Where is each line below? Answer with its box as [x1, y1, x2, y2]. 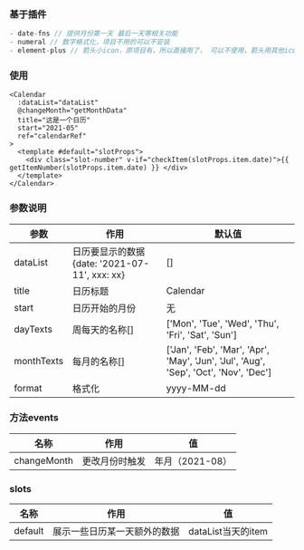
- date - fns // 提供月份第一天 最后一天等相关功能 [9, 29, 178, 38]
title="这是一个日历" [17, 116, 90, 125]
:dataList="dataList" [17, 98, 100, 108]
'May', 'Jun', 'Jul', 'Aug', [166, 354, 266, 367]
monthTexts [14, 354, 64, 367]
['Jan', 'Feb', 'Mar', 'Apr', [166, 343, 270, 355]
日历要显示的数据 [71, 245, 146, 257]
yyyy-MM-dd [166, 381, 226, 394]
